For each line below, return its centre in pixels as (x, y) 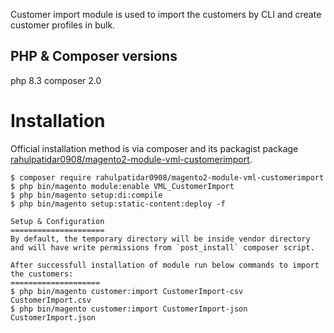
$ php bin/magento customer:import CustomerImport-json (129, 309)
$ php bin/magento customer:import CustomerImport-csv (127, 291)
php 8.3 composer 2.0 (56, 80)
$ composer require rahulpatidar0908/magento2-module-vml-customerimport (167, 177)
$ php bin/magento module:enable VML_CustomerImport (122, 186)
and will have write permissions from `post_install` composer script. (162, 247)
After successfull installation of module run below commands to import (165, 265)
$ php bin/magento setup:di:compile (86, 195)
